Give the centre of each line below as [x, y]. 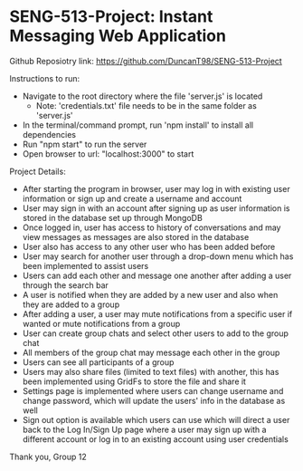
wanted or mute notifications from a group [101, 323]
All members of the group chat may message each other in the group [151, 352]
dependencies [49, 134]
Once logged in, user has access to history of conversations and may [151, 227]
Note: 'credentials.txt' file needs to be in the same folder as [147, 105]
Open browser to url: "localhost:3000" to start [108, 154]
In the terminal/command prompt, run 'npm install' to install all [138, 125]
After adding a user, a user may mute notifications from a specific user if [157, 313]
